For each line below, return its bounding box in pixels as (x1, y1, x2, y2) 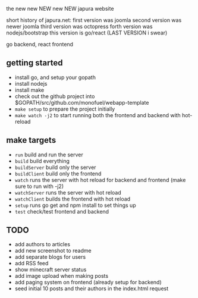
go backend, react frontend (6, 41, 73, 48)
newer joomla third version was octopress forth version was (6, 23, 153, 30)
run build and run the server (14, 151, 83, 158)
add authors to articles (14, 241, 70, 248)
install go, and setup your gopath (14, 74, 96, 81)
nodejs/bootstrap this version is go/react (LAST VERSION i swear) (6, 29, 168, 36)
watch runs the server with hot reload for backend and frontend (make (14, 176, 186, 183)
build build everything (14, 157, 70, 164)
